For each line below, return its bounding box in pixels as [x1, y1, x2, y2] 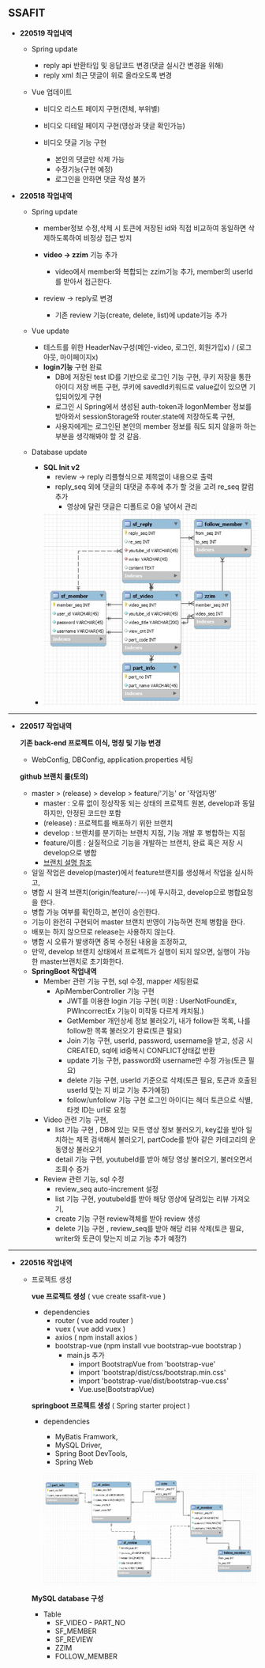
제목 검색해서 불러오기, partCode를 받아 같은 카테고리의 [76, 1135, 248, 1144]
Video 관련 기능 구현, [43, 1115, 109, 1124]
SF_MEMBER [54, 1626, 97, 1636]
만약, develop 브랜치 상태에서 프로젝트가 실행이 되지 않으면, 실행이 [31, 947, 237, 957]
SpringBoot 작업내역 [31, 967, 97, 976]
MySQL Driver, [54, 1440, 103, 1450]
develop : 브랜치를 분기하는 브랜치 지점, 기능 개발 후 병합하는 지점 [43, 828, 246, 838]
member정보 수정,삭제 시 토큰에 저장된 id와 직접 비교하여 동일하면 [43, 223, 247, 233]
